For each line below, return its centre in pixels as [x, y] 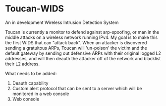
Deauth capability [30, 83]
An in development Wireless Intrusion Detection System [62, 22]
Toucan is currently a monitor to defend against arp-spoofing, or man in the [82, 32]
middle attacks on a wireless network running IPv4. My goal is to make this [81, 37]
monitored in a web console [41, 94]
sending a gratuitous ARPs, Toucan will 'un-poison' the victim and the [76, 48]
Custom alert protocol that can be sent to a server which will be [77, 88]
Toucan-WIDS [35, 9]
